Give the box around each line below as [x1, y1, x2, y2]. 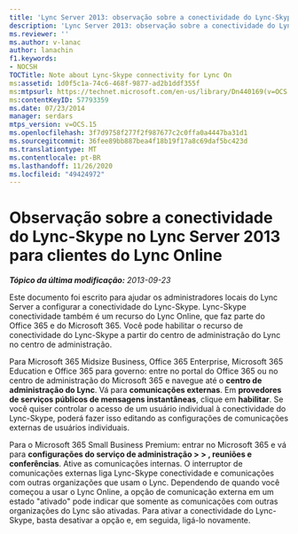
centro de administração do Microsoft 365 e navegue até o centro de [9, 375, 263, 386]
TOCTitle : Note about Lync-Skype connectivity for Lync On [9, 71, 232, 80]
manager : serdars [9, 112, 74, 121]
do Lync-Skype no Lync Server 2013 [9, 227, 281, 247]
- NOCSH [9, 63, 38, 72]
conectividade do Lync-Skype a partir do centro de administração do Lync [9, 330, 281, 341]
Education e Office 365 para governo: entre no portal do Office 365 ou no [9, 365, 278, 377]
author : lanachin [9, 46, 74, 55]
